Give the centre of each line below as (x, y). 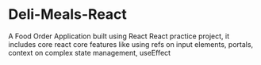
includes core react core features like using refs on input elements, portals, (131, 44)
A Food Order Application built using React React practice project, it (119, 36)
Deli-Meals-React (67, 14)
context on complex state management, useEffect (90, 52)
